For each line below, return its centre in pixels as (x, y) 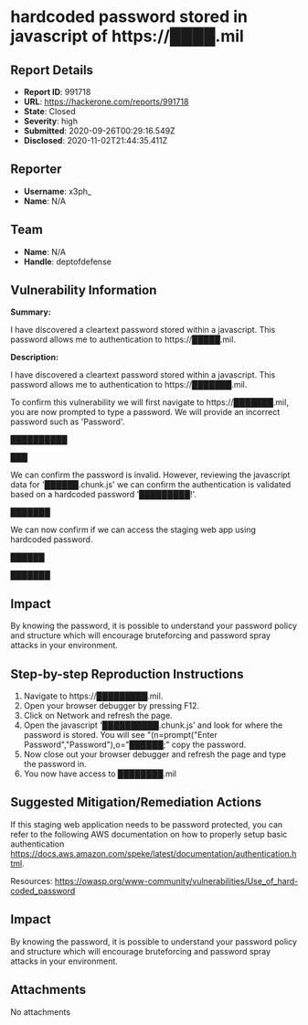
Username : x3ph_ (58, 191)
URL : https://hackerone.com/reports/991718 (106, 101)
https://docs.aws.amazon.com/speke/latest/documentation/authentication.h (154, 853)
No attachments (41, 1011)
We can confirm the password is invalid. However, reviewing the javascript (150, 475)
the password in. (55, 764)
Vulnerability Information (84, 290)
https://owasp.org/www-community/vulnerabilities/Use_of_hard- (176, 881)
